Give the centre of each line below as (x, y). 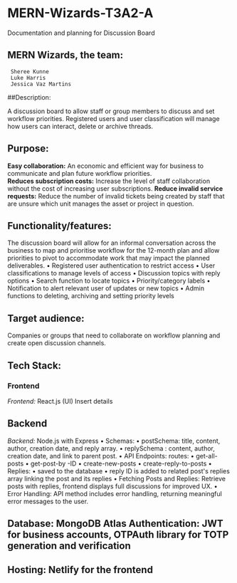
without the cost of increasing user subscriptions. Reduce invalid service (115, 188)
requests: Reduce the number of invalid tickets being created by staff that (116, 196)
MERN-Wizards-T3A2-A (80, 13)
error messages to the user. (48, 501)
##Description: (29, 97)
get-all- (207, 456)
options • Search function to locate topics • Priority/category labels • (109, 281)
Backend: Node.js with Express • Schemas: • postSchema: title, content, (114, 441)
